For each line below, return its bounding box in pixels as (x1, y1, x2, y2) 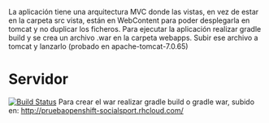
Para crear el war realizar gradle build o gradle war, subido (58, 97, 254, 107)
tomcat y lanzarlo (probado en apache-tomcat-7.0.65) (8, 42, 189, 51)
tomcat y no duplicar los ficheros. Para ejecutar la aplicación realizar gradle (8, 24, 262, 33)
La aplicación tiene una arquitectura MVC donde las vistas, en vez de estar (8, 7, 259, 16)
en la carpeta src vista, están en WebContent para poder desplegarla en (8, 15, 250, 25)
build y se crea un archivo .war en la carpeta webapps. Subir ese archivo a (8, 33, 258, 42)
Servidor (8, 70, 69, 89)
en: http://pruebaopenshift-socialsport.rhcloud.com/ (8, 105, 184, 115)
